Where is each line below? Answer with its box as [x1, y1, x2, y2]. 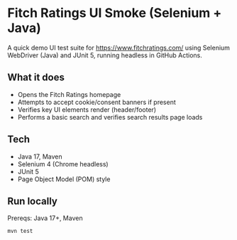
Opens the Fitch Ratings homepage [17, 90, 121, 98]
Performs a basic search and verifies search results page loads [17, 113, 203, 121]
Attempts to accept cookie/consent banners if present [17, 98, 176, 106]
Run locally [7, 195, 58, 207]
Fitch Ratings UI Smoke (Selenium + [7, 5, 222, 21]
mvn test [7, 228, 33, 235]
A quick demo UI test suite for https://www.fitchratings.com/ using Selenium [7, 43, 231, 52]
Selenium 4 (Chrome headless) [17, 159, 109, 168]
